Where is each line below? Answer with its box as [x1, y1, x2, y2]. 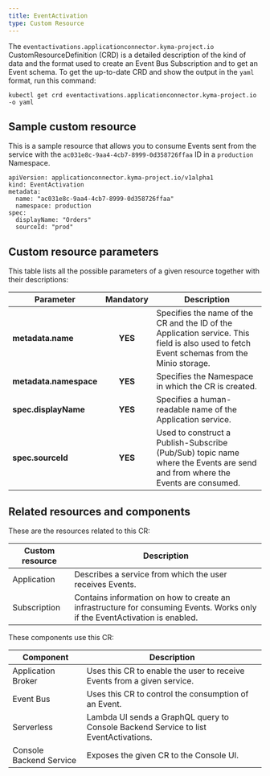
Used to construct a [156, 427, 231, 438]
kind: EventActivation [8, 181, 84, 189]
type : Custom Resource [8, 19, 84, 27]
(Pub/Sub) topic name [156, 447, 239, 458]
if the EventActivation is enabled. [74, 612, 198, 623]
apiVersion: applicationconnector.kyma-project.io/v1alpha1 [8, 174, 215, 182]
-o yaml [8, 98, 35, 106]
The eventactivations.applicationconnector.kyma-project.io [8, 41, 215, 51]
